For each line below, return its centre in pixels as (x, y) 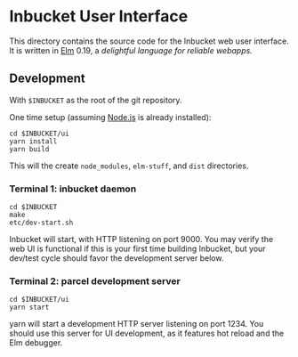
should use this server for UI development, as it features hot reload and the (147, 333)
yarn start (29, 308)
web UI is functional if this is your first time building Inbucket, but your (137, 249)
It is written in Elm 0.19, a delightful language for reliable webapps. (131, 50)
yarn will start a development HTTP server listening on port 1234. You (137, 324)
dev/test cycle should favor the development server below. (117, 258)
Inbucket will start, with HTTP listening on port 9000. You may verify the (141, 239)
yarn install (33, 141)
